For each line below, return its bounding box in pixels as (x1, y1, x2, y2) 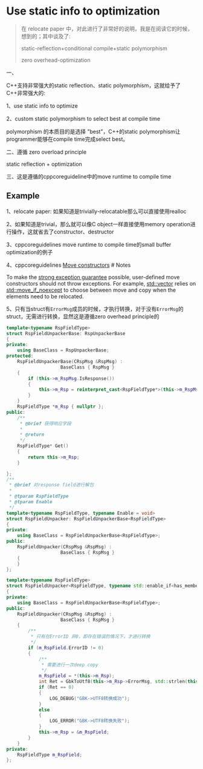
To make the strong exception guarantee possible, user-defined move (6, 273, 180, 281)
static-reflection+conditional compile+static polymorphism (21, 44, 167, 52)
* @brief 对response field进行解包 (8, 482, 94, 488)
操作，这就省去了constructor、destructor (11, 228, 114, 235)
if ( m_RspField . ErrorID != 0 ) (28, 644, 104, 651)
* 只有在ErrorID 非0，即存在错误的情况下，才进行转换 (30, 633, 150, 640)
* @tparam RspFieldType (8, 493, 69, 500)
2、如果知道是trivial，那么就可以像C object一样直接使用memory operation (6, 220, 190, 227)
